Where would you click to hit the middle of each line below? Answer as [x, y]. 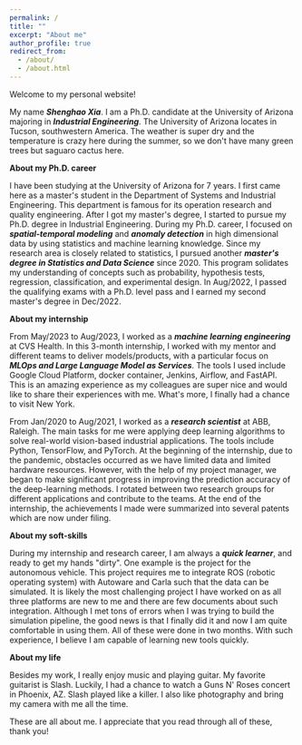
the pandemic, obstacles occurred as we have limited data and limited [140, 460]
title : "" [28, 26]
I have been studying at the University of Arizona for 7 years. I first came [145, 185]
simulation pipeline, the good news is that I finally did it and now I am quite [148, 620]
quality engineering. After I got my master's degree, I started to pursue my [148, 214]
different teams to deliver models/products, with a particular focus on [139, 356]
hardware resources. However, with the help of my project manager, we [143, 469]
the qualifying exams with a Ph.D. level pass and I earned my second [138, 291]
